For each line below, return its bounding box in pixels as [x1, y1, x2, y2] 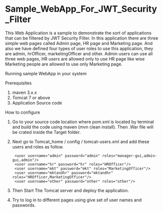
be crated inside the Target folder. [12, 129, 81, 135]
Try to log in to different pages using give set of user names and [12, 197, 142, 203]
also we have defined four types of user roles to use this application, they [5, 45, 153, 51]
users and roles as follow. [12, 144, 64, 149]
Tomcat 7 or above [12, 94, 50, 101]
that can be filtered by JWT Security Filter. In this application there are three [5, 35, 158, 41]
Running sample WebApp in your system [5, 70, 87, 76]
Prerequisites [5, 80, 32, 86]
